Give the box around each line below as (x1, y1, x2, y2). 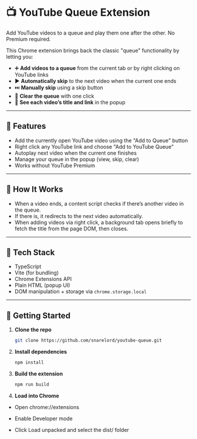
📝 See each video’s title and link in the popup (14, 99, 125, 106)
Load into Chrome (14, 392, 60, 399)
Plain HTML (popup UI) (14, 282, 70, 289)
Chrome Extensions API (14, 276, 72, 283)
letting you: (6, 53, 33, 60)
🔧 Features (6, 121, 46, 131)
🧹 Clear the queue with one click (14, 92, 94, 99)
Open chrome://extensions (14, 403, 80, 410)
